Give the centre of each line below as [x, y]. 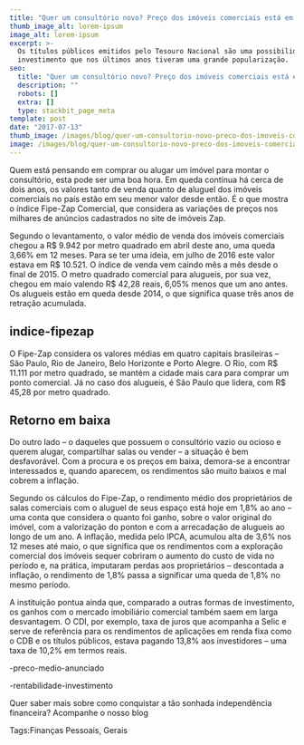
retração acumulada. [48, 303]
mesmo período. [40, 585]
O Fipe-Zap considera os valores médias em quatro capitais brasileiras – [144, 353]
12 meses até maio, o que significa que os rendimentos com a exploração [146, 547]
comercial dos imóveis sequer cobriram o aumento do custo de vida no [142, 556]
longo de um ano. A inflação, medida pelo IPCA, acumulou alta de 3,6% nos [150, 537]
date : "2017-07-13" [46, 128]
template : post [38, 119]
